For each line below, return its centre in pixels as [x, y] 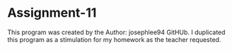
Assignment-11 [52, 13]
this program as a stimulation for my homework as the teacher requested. [114, 39]
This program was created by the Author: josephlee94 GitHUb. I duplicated [116, 32]
